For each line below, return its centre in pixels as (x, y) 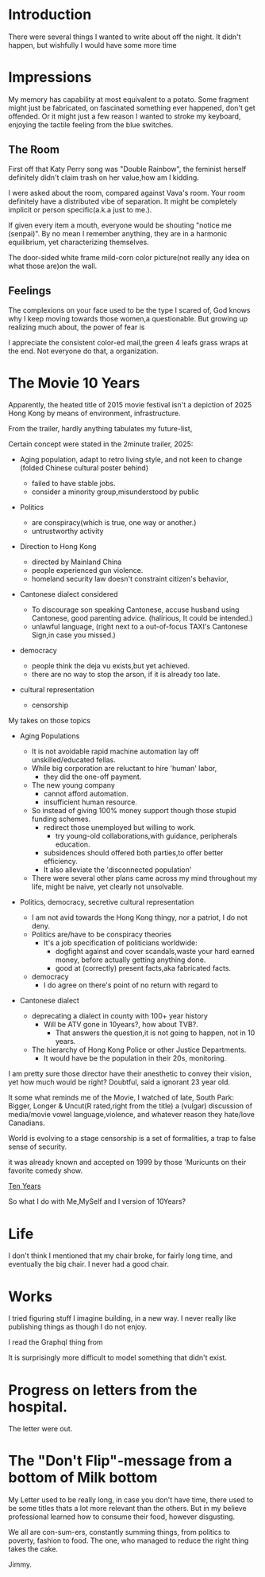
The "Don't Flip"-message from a (120, 1461)
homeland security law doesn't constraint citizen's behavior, (130, 579)
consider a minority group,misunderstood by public (115, 492)
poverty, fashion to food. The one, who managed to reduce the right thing (129, 1540)
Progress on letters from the (103, 1390)
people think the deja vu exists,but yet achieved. (111, 666)
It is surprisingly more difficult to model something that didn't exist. (118, 1357)
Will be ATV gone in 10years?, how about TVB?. (121, 1025)
